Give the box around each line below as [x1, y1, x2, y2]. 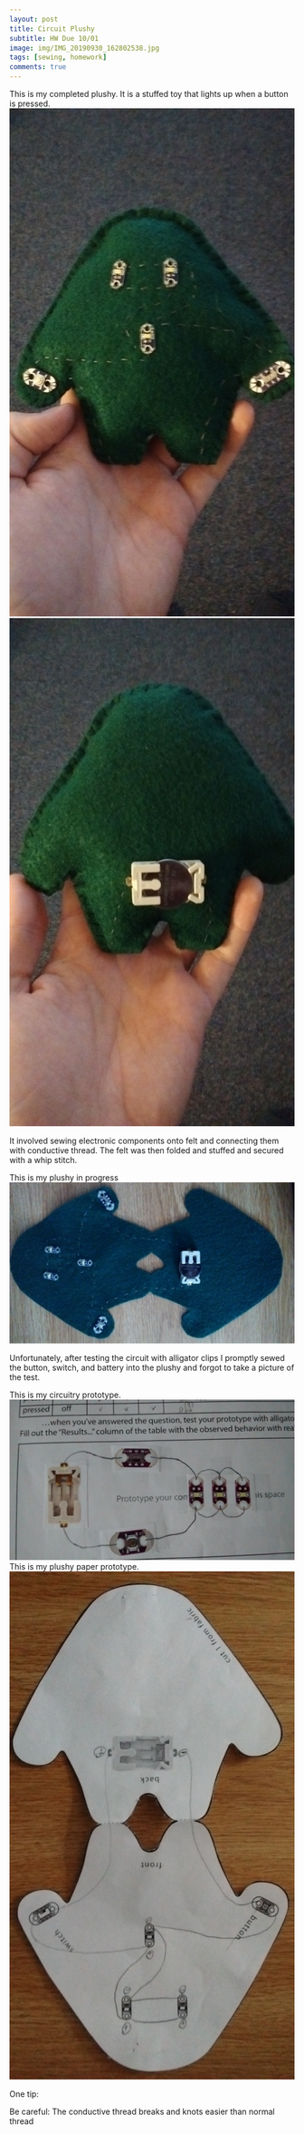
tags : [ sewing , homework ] [9, 53, 107, 63]
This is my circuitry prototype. [9, 1389, 121, 1400]
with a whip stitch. [9, 1155, 78, 1165]
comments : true [9, 63, 67, 72]
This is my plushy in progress [9, 1172, 119, 1183]
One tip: [9, 2089, 39, 2100]
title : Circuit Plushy [9, 24, 95, 34]
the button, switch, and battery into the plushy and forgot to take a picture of [9, 1362, 295, 1373]
